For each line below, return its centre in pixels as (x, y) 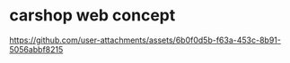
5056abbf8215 (36, 49)
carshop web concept (92, 16)
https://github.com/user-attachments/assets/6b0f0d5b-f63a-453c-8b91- (145, 40)
